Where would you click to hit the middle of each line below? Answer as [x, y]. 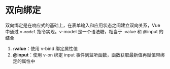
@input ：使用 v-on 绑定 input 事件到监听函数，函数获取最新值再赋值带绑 [89, 55]
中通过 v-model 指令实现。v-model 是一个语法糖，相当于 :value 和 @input [82, 31]
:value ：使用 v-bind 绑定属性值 [45, 48]
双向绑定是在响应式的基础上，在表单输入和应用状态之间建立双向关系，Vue [83, 25]
